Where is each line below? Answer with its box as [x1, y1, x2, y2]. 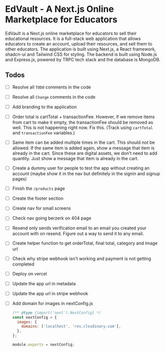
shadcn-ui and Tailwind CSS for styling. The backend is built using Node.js [5, 51, 157, 57]
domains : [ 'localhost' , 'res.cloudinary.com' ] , [21, 324, 121, 329]
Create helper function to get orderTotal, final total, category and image [12, 240, 158, 246]
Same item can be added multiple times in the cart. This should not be [12, 139, 155, 145]
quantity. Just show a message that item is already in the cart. [12, 156, 139, 162]
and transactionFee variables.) [12, 130, 75, 135]
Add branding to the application [12, 104, 77, 110]
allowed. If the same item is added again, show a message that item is [12, 145, 155, 151]
